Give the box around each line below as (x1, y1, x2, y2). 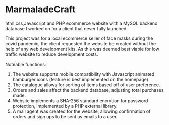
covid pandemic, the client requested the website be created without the (5, 40, 156, 46)
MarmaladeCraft (5, 4, 76, 15)
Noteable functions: (5, 61, 46, 67)
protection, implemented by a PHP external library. (12, 103, 118, 109)
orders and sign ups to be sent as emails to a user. (12, 113, 118, 119)
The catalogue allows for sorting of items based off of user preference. (12, 82, 160, 88)
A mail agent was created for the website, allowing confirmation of (12, 108, 151, 114)
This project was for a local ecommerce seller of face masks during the (5, 35, 153, 41)
